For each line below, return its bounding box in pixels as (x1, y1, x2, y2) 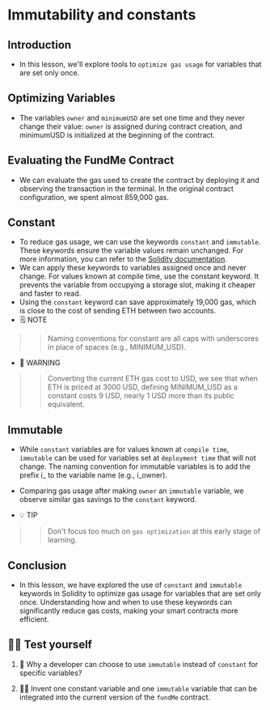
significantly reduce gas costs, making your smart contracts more (19, 606, 239, 616)
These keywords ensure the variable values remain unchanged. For (19, 245, 244, 256)
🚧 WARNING (19, 358, 61, 368)
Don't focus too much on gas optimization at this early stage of (47, 526, 260, 536)
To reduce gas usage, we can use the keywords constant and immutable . (19, 237, 261, 247)
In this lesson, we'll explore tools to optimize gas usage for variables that (19, 59, 262, 69)
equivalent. (47, 399, 86, 410)
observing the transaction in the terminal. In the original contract (19, 184, 234, 193)
